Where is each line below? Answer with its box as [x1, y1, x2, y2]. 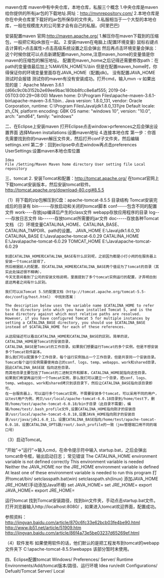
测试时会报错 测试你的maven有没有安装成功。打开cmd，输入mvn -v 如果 [5, 76, 152, 82]
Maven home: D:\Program [48, 92, 101, 98]
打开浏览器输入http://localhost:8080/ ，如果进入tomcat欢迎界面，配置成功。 [5, 504, 159, 510]
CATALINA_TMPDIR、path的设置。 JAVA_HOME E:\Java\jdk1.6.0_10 [5, 228, 140, 233]
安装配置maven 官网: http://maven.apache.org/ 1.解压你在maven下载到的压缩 [5, 33, 159, 39]
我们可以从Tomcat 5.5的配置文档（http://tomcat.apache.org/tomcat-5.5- [5, 289, 146, 294]
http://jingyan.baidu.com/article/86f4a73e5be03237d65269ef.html [5, 530, 140, 535]
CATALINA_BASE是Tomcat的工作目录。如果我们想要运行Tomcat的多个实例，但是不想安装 [5, 344, 159, 349]
